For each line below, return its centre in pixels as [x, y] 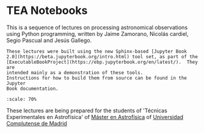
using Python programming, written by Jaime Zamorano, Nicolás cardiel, [97, 33]
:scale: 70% [21, 99]
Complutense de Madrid [37, 123]
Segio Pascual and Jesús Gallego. [49, 40]
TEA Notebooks [47, 11]
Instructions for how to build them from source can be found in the [97, 78]
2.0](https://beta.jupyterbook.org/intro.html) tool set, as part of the [102, 56]
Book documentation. [33, 89]
